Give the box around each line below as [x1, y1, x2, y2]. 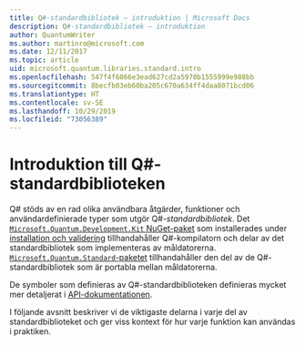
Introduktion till [9, 154, 127, 175]
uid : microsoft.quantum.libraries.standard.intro [9, 65, 202, 74]
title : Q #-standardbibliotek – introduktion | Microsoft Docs [9, 13, 250, 23]
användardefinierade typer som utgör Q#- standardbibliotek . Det [9, 213, 250, 224]
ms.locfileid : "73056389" [9, 115, 107, 124]
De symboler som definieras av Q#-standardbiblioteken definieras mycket [9, 280, 287, 290]
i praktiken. [9, 326, 52, 337]
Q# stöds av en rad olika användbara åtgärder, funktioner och [9, 204, 240, 215]
